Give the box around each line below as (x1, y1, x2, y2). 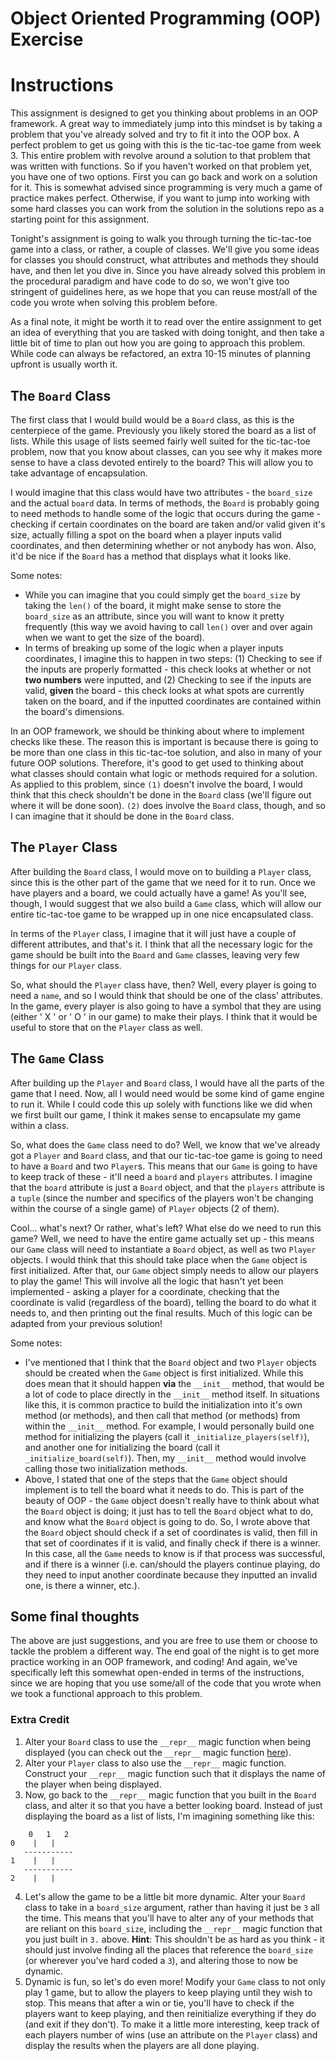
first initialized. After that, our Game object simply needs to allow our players (10, 1264, 319, 1276)
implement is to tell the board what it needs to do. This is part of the (24, 1483, 305, 1496)
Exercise (10, 28, 84, 51)
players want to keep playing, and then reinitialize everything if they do (24, 2007, 317, 2019)
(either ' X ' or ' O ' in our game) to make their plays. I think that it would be (10, 1010, 318, 1022)
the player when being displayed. (24, 1778, 162, 1790)
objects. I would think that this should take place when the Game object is (10, 1253, 308, 1266)
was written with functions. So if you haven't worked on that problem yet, (10, 160, 313, 172)
